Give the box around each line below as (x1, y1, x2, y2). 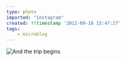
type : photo (6, 8, 37, 15)
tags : (6, 25, 20, 32)
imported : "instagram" (6, 14, 64, 21)
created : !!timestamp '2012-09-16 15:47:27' (6, 20, 121, 26)
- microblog (17, 31, 47, 37)
